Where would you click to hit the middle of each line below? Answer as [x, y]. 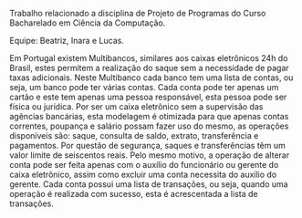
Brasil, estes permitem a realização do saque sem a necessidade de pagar [149, 68]
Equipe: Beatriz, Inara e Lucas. [67, 41]
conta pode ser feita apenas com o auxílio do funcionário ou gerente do [144, 165]
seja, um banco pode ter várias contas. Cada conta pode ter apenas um [144, 87]
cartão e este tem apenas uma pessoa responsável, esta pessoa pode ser [148, 97]
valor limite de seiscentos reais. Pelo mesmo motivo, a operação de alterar [150, 155]
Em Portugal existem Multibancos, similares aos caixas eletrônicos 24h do [149, 58]
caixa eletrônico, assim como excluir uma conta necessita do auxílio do [143, 174]
